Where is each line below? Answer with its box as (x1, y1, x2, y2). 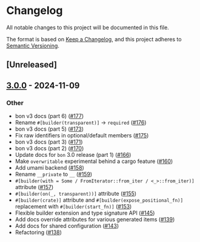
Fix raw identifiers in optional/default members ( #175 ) (15, 132, 149, 139)
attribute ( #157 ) (15, 184, 54, 191)
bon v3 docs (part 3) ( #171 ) (15, 138, 83, 146)
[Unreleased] (6, 60, 58, 70)
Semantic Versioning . (6, 42, 59, 49)
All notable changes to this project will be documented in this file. (6, 24, 170, 31)
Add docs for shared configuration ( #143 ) (15, 223, 119, 230)
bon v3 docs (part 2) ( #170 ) (15, 145, 84, 152)
